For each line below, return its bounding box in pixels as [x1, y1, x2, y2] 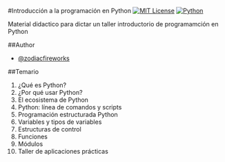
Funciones [17, 132, 48, 141]
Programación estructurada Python [17, 111, 118, 118]
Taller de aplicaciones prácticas [17, 147, 109, 155]
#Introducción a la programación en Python [8, 7, 132, 15]
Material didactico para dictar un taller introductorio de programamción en [8, 20, 219, 28]
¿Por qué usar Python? [17, 89, 83, 96]
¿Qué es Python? [17, 81, 67, 89]
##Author [8, 41, 35, 48]
